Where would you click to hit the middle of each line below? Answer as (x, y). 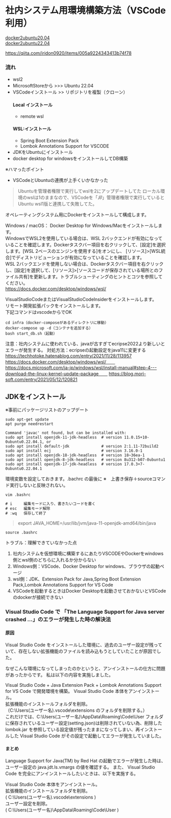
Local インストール (32, 105)
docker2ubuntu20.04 (28, 38)
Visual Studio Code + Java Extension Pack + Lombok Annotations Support (83, 685)
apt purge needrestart (29, 424)
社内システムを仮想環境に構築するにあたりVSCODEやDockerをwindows (88, 554)
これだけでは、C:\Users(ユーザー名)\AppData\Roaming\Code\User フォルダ (84, 717)
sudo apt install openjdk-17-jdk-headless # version (64, 464)
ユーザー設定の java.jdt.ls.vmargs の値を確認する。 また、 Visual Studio (80, 767)
